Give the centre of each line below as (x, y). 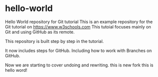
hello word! (16, 70)
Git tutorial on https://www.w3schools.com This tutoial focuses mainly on (78, 26)
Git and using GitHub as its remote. (40, 32)
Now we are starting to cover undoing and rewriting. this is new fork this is (79, 65)
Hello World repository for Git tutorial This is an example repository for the (79, 22)
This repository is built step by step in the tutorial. (55, 41)
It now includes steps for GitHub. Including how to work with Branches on (78, 51)
